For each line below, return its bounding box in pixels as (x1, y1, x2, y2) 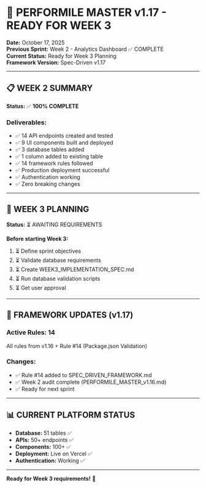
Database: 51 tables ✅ (15, 429, 72, 437)
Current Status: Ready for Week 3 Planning (6, 52, 116, 59)
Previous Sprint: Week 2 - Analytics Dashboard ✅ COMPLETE (6, 45, 164, 53)
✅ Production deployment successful (15, 167, 110, 174)
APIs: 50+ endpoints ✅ (15, 436, 74, 443)
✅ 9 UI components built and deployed (15, 139, 113, 147)
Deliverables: (6, 118, 47, 126)
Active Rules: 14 (6, 328, 55, 337)
